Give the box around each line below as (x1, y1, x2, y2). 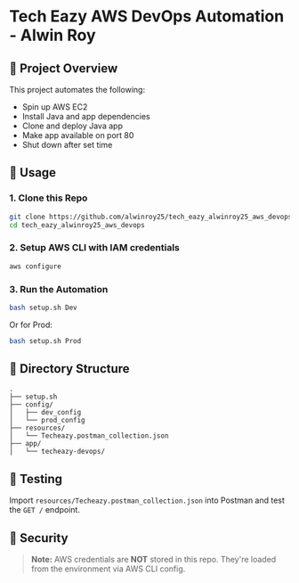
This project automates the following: (9, 85, 145, 94)
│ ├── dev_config (9, 408, 82, 417)
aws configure (9, 261, 62, 271)
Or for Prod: (9, 319, 53, 330)
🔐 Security (9, 530, 69, 546)
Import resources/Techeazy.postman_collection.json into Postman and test (9, 495, 285, 505)
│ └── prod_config (9, 416, 86, 425)
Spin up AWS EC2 (21, 102, 88, 112)
